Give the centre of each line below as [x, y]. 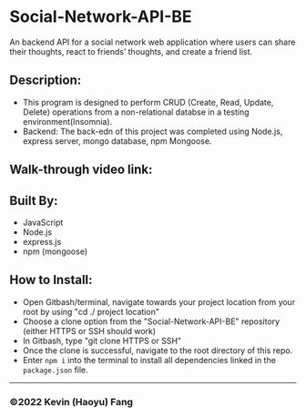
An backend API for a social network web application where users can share [153, 42]
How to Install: [51, 280]
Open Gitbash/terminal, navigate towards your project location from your [159, 301]
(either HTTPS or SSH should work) [89, 331]
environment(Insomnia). [67, 121]
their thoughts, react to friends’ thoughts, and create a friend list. [131, 51]
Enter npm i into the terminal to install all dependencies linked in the [149, 360]
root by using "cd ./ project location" [91, 311]
